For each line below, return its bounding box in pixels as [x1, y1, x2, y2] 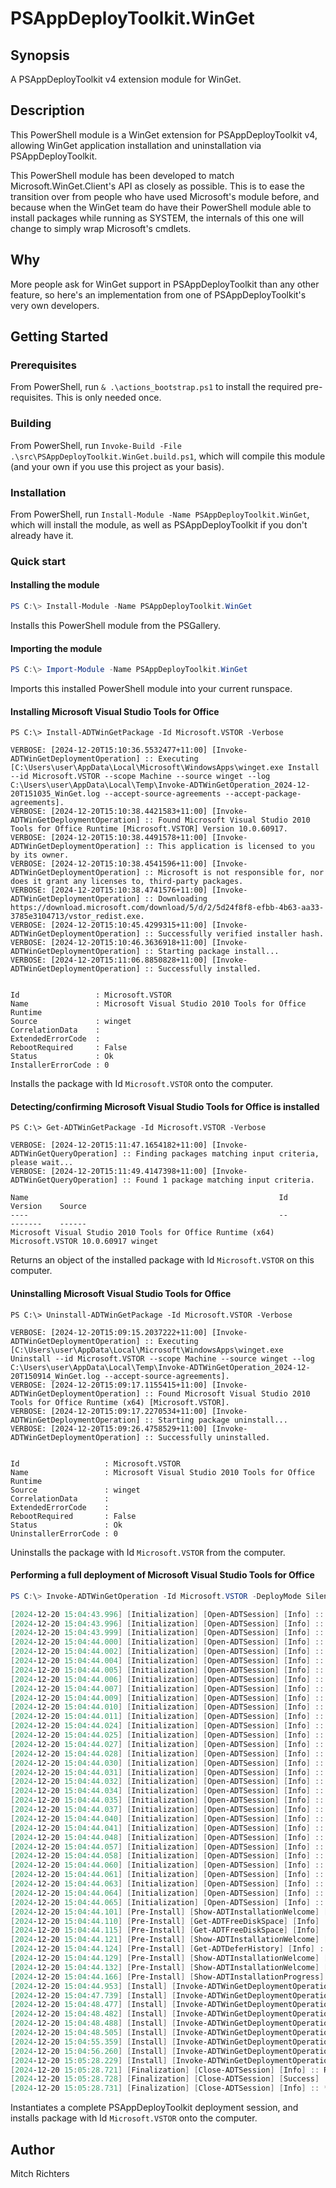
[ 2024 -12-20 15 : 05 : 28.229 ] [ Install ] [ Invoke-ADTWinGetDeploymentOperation [10, 2055, 333, 2066]
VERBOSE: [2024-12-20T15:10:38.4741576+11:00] [10, 885, 208, 896]
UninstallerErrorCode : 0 [10, 1528, 118, 1539]
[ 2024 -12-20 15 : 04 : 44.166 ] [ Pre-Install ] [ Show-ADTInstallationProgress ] [10, 1972, 325, 1982]
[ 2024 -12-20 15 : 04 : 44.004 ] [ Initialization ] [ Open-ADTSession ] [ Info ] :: [10, 1656, 325, 1666]
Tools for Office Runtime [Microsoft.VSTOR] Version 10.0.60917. [10, 824, 288, 834]
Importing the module [10, 642, 103, 654]
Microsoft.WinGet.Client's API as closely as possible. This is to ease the [10, 180, 305, 192]
